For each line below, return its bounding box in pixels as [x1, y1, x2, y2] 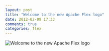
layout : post [5, 7, 33, 13]
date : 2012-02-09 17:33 [5, 17, 55, 22]
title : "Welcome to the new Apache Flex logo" [5, 12, 104, 17]
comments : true [5, 21, 37, 27]
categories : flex [5, 26, 42, 31]
